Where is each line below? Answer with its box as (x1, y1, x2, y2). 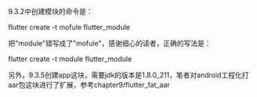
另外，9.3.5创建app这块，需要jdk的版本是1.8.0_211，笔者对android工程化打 (8, 70, 249, 80)
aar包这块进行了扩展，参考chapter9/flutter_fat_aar (8, 81, 170, 89)
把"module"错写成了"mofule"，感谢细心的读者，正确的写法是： (8, 38, 212, 48)
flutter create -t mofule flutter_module (8, 23, 131, 31)
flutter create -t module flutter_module (8, 54, 132, 63)
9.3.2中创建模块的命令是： (8, 7, 93, 16)
